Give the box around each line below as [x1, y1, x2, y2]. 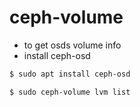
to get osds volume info [23, 39, 122, 51]
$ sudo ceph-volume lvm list [9, 87, 131, 97]
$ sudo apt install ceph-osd [9, 69, 131, 79]
